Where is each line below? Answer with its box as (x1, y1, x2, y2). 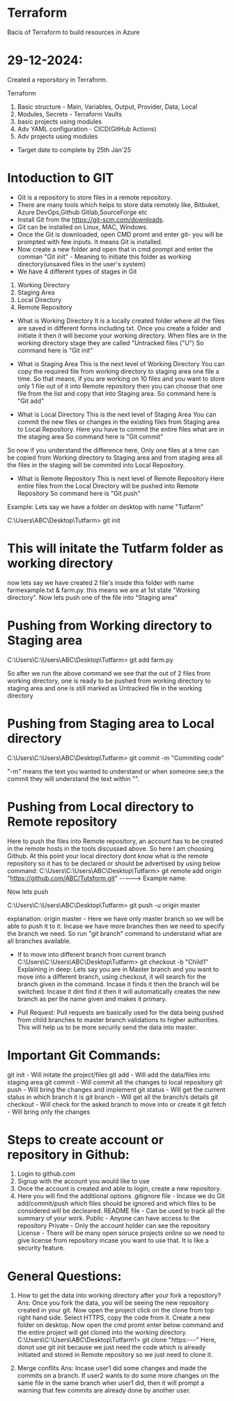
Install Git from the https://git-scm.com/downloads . (17, 215, 165, 224)
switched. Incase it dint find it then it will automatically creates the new (17, 987, 221, 995)
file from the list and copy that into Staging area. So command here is (17, 389, 217, 397)
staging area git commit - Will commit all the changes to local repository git (7, 1077, 223, 1086)
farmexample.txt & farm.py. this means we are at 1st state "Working (7, 586, 201, 594)
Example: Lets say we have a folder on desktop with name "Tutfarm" (7, 502, 204, 510)
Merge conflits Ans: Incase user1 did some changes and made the (17, 1364, 207, 1372)
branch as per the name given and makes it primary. (17, 994, 167, 1003)
